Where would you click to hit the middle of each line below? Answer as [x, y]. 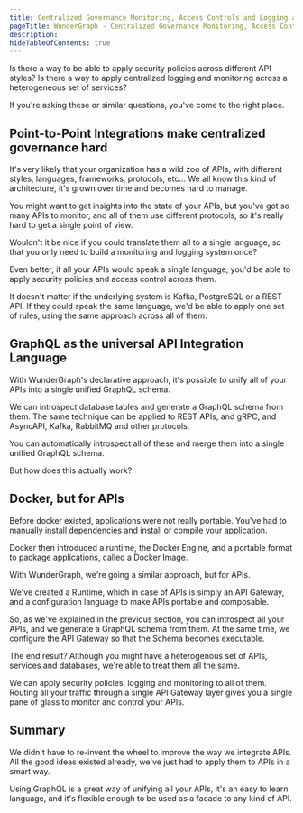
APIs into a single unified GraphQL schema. [90, 389]
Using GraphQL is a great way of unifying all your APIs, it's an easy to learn [149, 789]
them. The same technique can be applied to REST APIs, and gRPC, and [143, 416]
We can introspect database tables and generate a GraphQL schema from [147, 406]
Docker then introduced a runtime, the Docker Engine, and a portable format [151, 547]
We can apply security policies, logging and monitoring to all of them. [138, 682]
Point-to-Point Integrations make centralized [138, 133]
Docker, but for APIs [67, 499]
